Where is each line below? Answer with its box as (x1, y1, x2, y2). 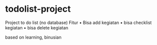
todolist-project (5, 3, 71, 15)
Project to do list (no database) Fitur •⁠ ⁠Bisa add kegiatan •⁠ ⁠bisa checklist (5, 20, 152, 25)
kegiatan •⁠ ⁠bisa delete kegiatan (5, 24, 69, 30)
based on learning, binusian (5, 34, 62, 40)
